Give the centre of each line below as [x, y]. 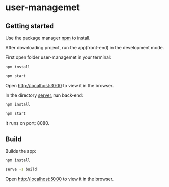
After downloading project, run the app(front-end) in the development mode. [85, 48]
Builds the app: [21, 151]
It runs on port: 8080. [27, 123]
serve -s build [21, 170]
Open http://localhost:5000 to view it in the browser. [60, 179]
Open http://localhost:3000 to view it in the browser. [60, 85]
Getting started [30, 26]
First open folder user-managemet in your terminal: [58, 57]
